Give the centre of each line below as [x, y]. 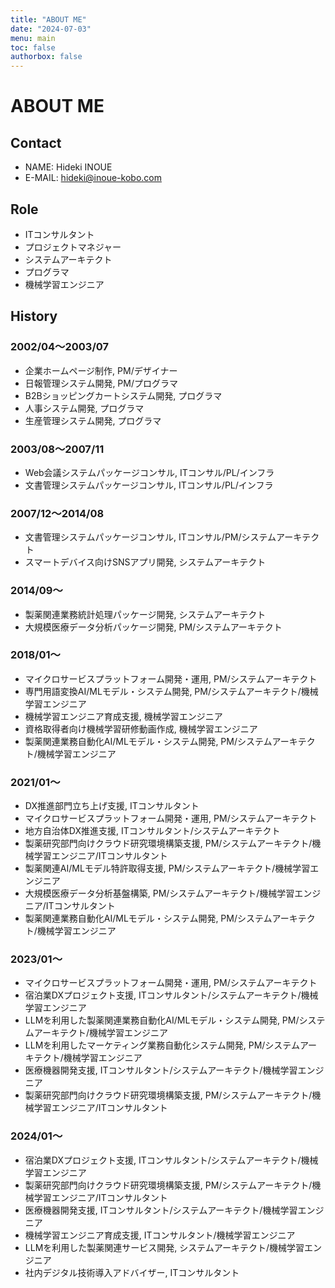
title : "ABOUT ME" [48, 19]
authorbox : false [46, 57]
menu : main [33, 38]
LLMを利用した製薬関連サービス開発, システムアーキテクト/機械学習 [164, 1247]
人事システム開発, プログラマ [84, 408]
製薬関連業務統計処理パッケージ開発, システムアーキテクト [145, 614]
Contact [36, 142]
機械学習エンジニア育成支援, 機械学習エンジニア [123, 716]
